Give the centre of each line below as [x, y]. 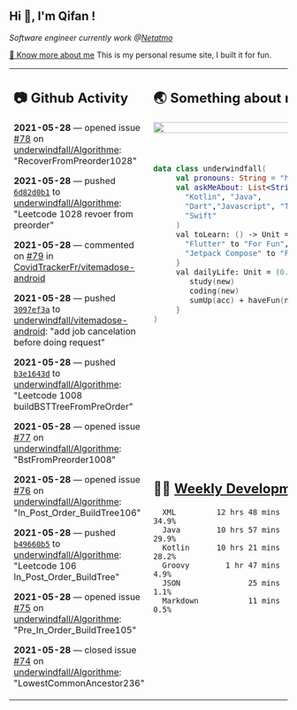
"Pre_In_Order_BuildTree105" [75, 630]
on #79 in [34, 256]
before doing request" [60, 343]
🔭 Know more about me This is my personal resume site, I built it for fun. [141, 55]
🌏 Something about [217, 98]
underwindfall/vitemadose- [71, 320]
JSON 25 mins [221, 583]
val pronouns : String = [225, 178]
